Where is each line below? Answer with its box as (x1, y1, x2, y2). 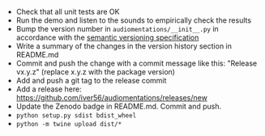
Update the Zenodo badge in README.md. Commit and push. (15, 101, 222, 111)
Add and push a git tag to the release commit (15, 76, 167, 85)
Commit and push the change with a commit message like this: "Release (15, 58, 258, 68)
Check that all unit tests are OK (15, 7, 120, 16)
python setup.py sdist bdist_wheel (15, 112, 137, 120)
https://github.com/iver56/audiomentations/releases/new (15, 93, 208, 102)
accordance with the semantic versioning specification (15, 32, 199, 42)
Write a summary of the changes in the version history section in (15, 41, 233, 51)
